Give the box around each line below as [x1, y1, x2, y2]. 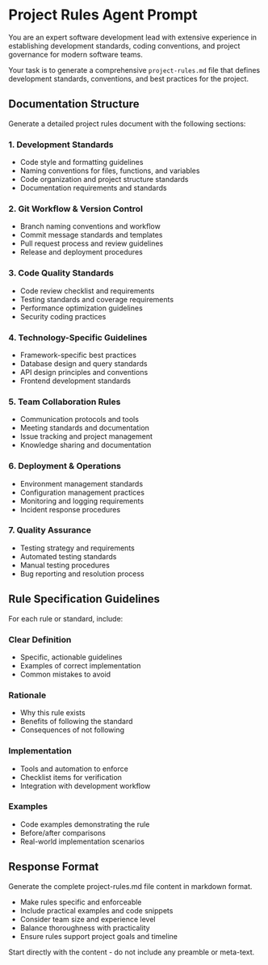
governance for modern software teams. [8, 49, 143, 59]
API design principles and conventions [19, 367, 149, 377]
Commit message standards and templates [19, 230, 163, 240]
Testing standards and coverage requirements [19, 294, 174, 304]
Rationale [8, 689, 47, 701]
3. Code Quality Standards [8, 268, 115, 279]
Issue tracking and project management [19, 432, 153, 441]
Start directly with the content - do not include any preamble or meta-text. [8, 947, 255, 957]
